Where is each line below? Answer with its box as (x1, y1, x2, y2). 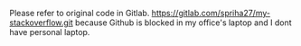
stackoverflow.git (9, 17, 74, 28)
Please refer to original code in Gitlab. (9, 8, 150, 18)
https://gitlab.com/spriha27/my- (151, 8, 271, 18)
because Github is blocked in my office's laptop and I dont (75, 17, 292, 28)
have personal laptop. (9, 27, 90, 37)
